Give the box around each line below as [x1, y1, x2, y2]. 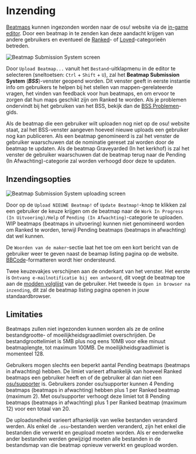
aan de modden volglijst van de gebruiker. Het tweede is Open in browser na [6, 280, 191, 287]
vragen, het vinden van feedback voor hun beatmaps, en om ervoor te [6, 90, 176, 97]
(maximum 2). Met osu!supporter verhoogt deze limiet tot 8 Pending [6, 392, 170, 399]
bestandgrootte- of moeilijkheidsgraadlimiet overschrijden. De [6, 331, 156, 338]
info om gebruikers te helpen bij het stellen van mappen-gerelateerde [6, 83, 174, 90]
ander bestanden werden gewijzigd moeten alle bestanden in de [6, 435, 161, 442]
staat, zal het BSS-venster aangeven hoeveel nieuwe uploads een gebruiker [6, 126, 189, 133]
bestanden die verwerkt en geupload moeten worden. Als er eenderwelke [6, 429, 184, 436]
